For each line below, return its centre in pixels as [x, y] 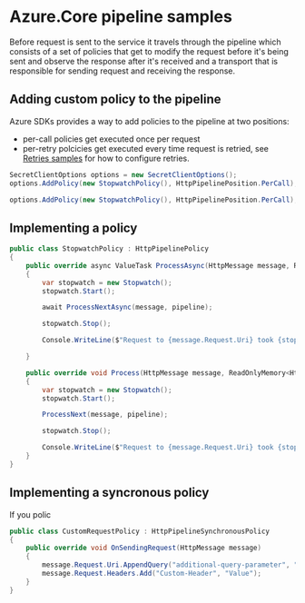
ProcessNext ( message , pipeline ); [105, 415]
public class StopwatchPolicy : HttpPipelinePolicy [109, 249]
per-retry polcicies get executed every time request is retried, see [146, 148]
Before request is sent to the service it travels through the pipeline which [145, 42]
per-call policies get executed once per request [111, 139]
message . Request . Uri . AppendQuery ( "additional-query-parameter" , [166, 565]
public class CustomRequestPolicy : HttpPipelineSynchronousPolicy [140, 531]
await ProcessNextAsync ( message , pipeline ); [128, 307]
